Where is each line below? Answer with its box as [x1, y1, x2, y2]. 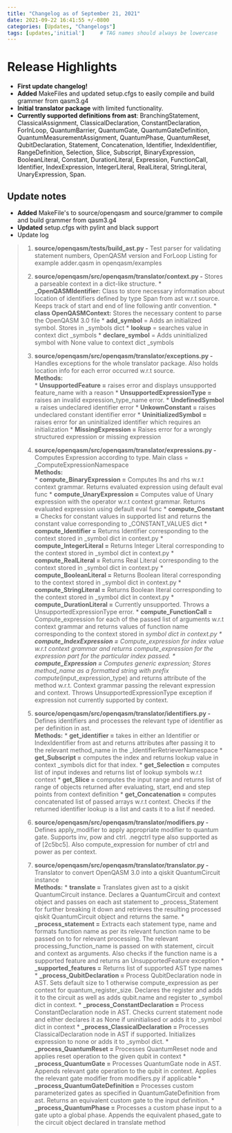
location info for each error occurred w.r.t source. [34, 367, 175, 374]
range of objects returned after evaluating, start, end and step [34, 783, 211, 791]
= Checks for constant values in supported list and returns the [34, 513, 212, 520]
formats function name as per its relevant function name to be [34, 928, 211, 935]
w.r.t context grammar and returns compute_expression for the [34, 645, 214, 652]
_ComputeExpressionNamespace [34, 461, 129, 469]
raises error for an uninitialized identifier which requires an [34, 418, 201, 426]
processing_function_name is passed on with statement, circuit [34, 942, 214, 950]
